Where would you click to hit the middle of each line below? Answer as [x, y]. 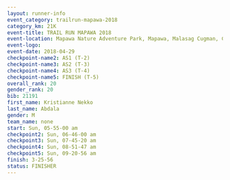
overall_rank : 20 [32, 83]
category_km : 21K [32, 26]
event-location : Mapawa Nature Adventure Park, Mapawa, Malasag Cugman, [113, 39]
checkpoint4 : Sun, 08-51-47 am [52, 147]
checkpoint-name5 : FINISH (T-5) [53, 77]
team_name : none [30, 121]
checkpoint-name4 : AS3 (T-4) [49, 70]
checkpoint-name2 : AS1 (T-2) [49, 58]
